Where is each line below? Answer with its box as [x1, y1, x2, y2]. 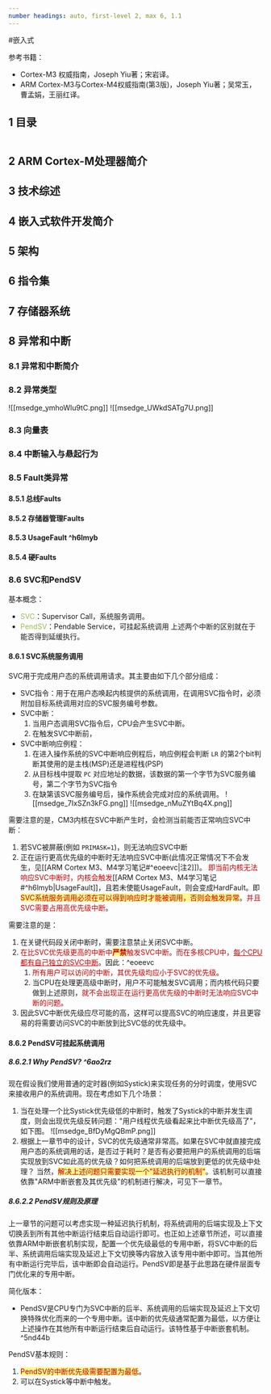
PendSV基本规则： [8, 1349, 71, 1358]
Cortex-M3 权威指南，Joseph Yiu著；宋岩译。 [19, 69, 173, 79]
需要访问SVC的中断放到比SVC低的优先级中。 [41, 1018, 191, 1028]
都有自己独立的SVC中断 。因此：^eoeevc [19, 958, 155, 967]
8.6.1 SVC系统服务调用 [8, 651, 83, 661]
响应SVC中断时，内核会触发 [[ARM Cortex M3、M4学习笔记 [19, 873, 217, 882]
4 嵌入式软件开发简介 [8, 214, 115, 228]
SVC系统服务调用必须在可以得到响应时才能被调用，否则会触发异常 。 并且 [19, 893, 261, 903]
